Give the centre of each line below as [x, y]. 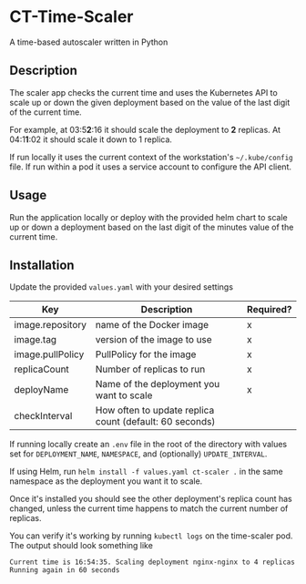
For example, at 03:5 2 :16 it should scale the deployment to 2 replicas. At [145, 129]
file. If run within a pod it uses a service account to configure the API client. [150, 167]
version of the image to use [153, 340]
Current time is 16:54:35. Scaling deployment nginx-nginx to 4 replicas [153, 562]
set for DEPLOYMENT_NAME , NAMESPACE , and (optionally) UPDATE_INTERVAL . [138, 454]
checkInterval [43, 416]
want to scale [124, 395]
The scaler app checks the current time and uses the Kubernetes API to [143, 92]
